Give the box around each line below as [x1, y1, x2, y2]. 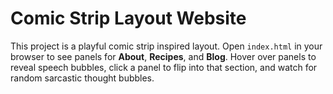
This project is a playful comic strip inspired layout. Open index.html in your [10, 40, 323, 52]
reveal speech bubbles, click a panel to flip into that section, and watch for [10, 61, 318, 73]
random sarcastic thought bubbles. [10, 72, 155, 84]
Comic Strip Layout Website [10, 7, 247, 30]
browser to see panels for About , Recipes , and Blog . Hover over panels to [10, 50, 317, 62]
